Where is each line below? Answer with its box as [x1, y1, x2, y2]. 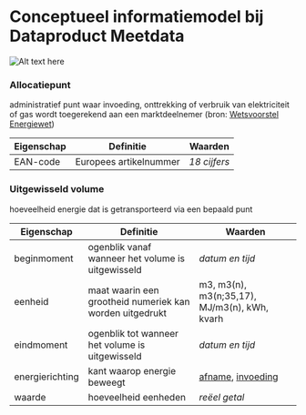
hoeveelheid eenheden [87, 390, 187, 403]
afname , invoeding [199, 370, 279, 383]
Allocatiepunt [9, 78, 71, 91]
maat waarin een [87, 284, 159, 297]
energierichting [14, 370, 79, 383]
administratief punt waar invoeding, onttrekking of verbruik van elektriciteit [9, 99, 290, 110]
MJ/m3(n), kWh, [199, 300, 269, 313]
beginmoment [14, 252, 74, 265]
